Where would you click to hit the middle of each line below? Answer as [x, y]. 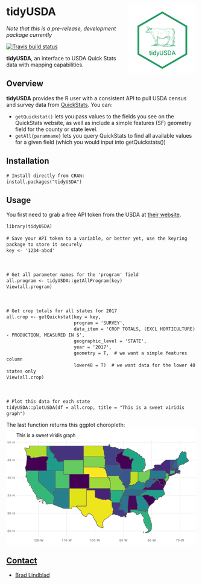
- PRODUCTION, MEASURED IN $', [46, 335]
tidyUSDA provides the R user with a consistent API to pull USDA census [96, 98]
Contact [22, 560]
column [14, 359]
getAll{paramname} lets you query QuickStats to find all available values [103, 135]
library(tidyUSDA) [29, 226]
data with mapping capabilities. [45, 65]
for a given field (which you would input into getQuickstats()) [90, 142]
